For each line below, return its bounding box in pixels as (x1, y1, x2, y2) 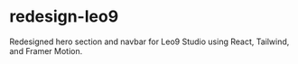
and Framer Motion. (9, 45, 83, 56)
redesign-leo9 (9, 6, 119, 27)
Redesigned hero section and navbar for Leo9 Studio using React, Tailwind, (9, 36, 290, 47)
